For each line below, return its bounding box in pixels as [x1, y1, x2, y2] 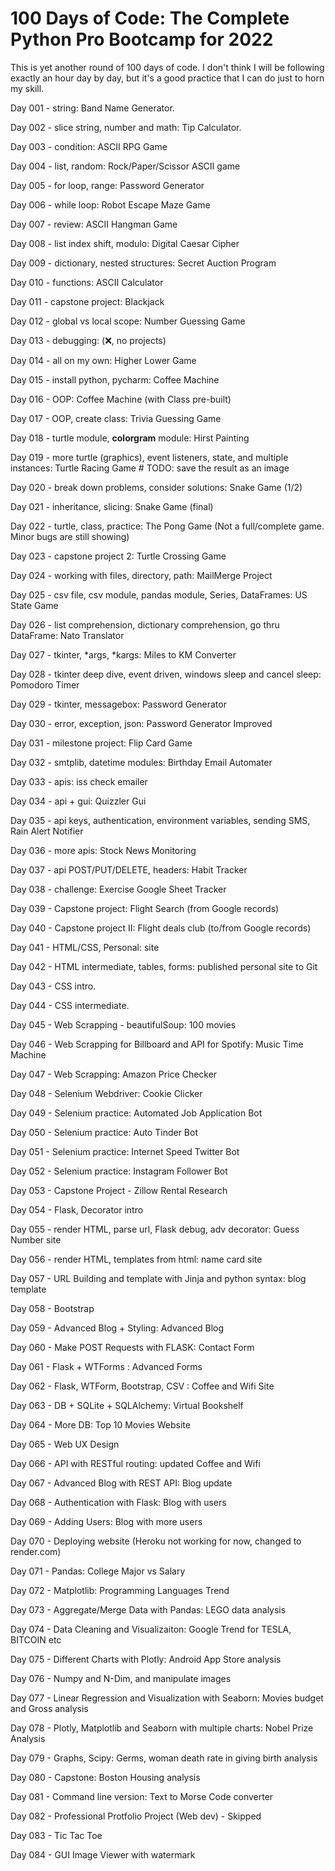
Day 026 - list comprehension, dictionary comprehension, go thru [10, 618, 280, 631]
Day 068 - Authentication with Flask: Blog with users [10, 1496, 227, 1508]
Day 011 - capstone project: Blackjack [10, 295, 165, 307]
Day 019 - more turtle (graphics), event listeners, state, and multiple [10, 451, 289, 463]
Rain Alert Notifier [10, 825, 84, 837]
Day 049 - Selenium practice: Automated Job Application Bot [10, 1107, 263, 1119]
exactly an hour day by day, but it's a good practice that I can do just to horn [10, 72, 325, 84]
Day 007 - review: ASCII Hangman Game [10, 218, 178, 230]
